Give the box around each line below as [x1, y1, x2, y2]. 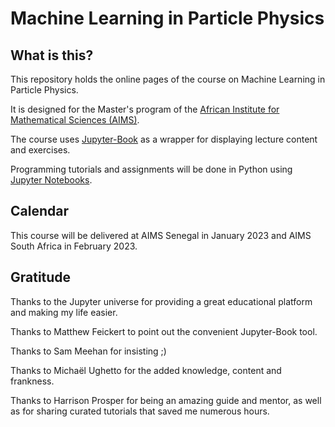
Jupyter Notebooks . [10, 174, 93, 186]
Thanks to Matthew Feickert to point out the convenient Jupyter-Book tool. [10, 325, 318, 337]
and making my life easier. [10, 306, 118, 318]
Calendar [10, 203, 69, 220]
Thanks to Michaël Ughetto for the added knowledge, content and [10, 364, 282, 376]
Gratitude [10, 269, 72, 286]
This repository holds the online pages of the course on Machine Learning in [10, 73, 326, 85]
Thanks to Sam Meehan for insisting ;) [10, 345, 167, 357]
